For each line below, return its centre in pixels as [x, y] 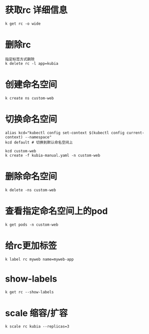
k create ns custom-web [30, 98]
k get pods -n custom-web [32, 225]
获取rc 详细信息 [36, 10]
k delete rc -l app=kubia [32, 63]
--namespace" [38, 137]
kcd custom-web [21, 151]
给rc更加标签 [31, 246]
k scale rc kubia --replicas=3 [37, 327]
